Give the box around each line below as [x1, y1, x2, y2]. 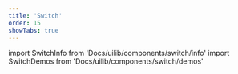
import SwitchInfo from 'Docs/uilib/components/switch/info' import [8, 49, 230, 58]
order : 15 [8, 19, 42, 27]
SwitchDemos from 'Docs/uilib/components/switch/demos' [8, 56, 204, 66]
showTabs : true [8, 26, 59, 34]
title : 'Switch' [8, 11, 63, 20]
